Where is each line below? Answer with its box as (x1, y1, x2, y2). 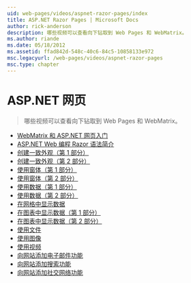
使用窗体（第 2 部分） (16, 174, 78, 182)
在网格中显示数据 (16, 199, 65, 208)
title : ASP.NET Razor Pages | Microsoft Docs (7, 16, 138, 23)
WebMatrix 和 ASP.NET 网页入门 (16, 131, 108, 139)
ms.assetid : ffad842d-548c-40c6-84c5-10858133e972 (7, 49, 154, 56)
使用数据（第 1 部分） (16, 182, 77, 190)
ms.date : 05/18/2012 (7, 42, 66, 49)
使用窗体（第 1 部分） (16, 165, 77, 173)
